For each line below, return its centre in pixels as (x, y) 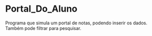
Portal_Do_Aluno (41, 9)
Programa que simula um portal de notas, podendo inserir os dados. (77, 23)
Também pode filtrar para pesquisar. (43, 28)
